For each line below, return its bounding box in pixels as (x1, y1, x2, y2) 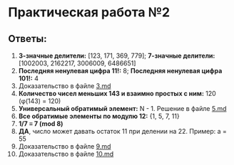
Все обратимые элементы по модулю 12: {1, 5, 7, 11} (18, 112, 180, 120)
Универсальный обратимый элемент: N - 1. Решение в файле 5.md (18, 105, 227, 112)
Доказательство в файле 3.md (18, 82, 111, 90)
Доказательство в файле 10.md (18, 150, 114, 158)
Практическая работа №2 (8, 4, 171, 21)
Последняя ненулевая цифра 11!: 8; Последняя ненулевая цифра (18, 67, 223, 75)
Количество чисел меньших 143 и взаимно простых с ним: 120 (18, 90, 216, 97)
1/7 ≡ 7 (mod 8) (18, 119, 63, 128)
